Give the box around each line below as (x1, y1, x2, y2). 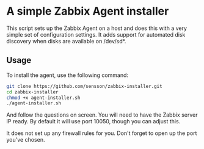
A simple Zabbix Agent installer (6, 4, 169, 18)
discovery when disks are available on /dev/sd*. (6, 37, 126, 45)
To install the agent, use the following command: (6, 71, 129, 79)
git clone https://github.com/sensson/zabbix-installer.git (6, 83, 163, 89)
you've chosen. (6, 136, 45, 144)
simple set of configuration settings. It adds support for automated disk (6, 31, 186, 38)
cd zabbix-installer (6, 89, 59, 95)
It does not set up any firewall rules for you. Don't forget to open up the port (6, 129, 197, 137)
